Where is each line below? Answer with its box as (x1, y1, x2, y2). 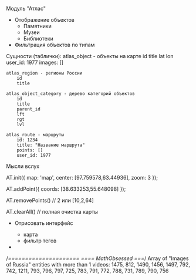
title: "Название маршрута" (16, 142, 85, 148)
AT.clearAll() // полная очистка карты (6, 208, 99, 215)
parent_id (16, 106, 41, 112)
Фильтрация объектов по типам (14, 41, 95, 48)
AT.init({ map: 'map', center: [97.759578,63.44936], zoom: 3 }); (6, 174, 158, 181)
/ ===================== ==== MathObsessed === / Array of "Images (6, 255, 189, 262)
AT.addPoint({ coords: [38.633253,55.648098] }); (6, 185, 126, 193)
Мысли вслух (6, 163, 40, 170)
